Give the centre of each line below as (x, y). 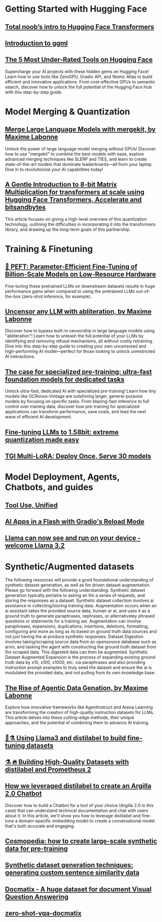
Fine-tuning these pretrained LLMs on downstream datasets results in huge (80, 286)
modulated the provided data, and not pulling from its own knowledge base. (80, 673)
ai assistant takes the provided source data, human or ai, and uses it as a (78, 611)
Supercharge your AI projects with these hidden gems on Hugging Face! (77, 71)
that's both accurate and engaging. (40, 826)
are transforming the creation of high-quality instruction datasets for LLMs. (80, 712)
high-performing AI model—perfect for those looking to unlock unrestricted (80, 351)
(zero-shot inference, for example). (57, 296)
